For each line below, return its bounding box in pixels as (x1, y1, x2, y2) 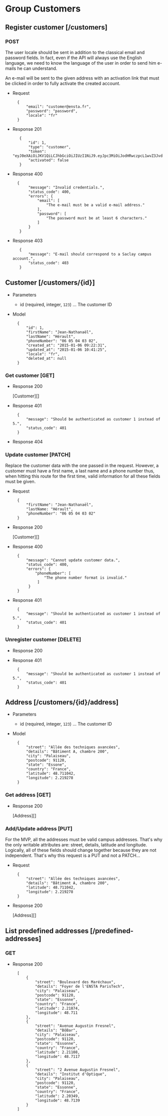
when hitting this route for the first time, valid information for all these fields (5, 473, 160, 479)
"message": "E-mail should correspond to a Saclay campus (28, 252, 151, 257)
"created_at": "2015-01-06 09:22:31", (25, 343, 107, 348)
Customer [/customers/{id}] (5, 279, 95, 287)
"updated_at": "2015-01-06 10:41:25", (25, 347, 107, 352)
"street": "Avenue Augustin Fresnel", (34, 1023, 116, 1028)
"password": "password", (25, 108, 78, 113)
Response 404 (12, 438, 43, 444)
